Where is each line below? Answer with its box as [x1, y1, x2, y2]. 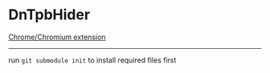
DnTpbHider [8, 6, 91, 24]
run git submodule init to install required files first [8, 55, 177, 65]
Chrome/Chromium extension [8, 32, 106, 42]
